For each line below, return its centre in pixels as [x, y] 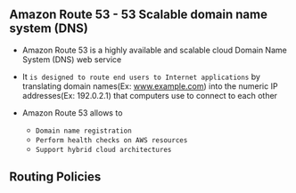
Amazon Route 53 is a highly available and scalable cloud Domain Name [154, 50]
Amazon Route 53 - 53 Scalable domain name [138, 15]
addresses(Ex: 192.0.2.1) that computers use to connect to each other [150, 95]
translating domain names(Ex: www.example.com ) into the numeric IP [150, 86]
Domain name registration [83, 131]
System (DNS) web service [72, 59]
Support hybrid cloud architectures [103, 149]
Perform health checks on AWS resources [111, 140]
